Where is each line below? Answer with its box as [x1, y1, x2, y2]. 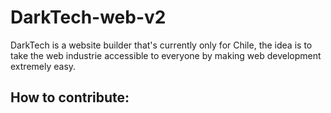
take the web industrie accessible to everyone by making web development [10, 49, 322, 61]
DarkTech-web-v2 [10, 6, 167, 29]
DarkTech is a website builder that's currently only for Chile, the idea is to [10, 39, 313, 51]
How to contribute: [10, 89, 130, 106]
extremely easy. [10, 60, 77, 72]
